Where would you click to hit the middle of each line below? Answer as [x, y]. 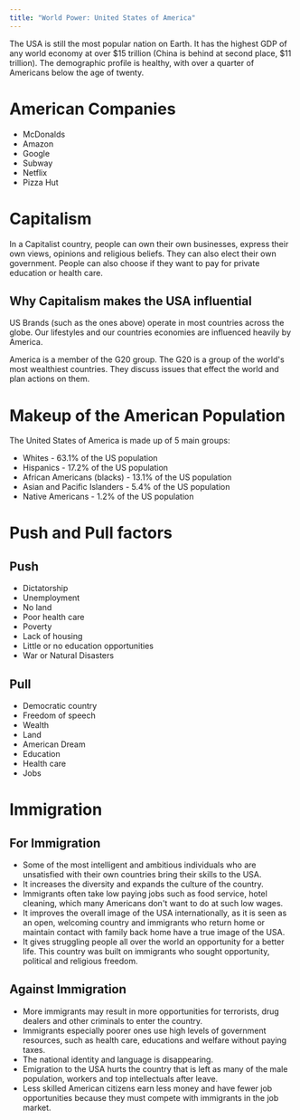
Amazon [38, 144]
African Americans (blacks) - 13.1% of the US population [127, 477]
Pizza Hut [40, 182]
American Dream [54, 744]
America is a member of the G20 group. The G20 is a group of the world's [147, 359]
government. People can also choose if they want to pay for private [135, 263]
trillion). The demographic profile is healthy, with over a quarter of [132, 62]
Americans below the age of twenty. [77, 72]
